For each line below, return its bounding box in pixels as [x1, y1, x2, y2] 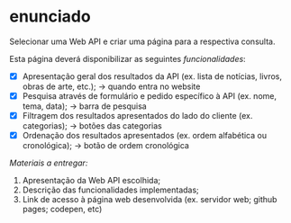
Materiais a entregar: [9, 157, 88, 168]
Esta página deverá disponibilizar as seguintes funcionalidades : [9, 53, 246, 64]
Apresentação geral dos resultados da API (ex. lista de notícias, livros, [22, 70, 282, 82]
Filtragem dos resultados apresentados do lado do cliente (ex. [22, 111, 253, 121]
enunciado [9, 6, 92, 27]
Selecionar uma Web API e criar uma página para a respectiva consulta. [9, 36, 276, 47]
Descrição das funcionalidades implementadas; [22, 184, 200, 195]
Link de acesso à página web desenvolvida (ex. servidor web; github [22, 194, 277, 205]
